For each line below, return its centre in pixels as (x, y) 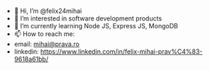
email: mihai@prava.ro (47, 44)
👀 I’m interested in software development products (88, 18)
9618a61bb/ (31, 59)
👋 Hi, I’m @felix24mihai (48, 11)
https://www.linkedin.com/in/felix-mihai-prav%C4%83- (121, 52)
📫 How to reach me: (44, 34)
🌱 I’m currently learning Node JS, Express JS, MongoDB (96, 26)
